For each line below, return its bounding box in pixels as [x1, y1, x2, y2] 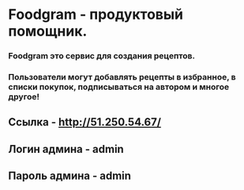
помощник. [8, 22, 88, 40]
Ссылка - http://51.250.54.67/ [8, 116, 162, 129]
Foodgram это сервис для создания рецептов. [8, 50, 196, 61]
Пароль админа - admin [8, 170, 132, 183]
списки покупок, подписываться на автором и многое [8, 81, 230, 92]
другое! [8, 91, 39, 102]
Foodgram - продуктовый [8, 6, 184, 24]
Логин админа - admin [8, 142, 124, 155]
